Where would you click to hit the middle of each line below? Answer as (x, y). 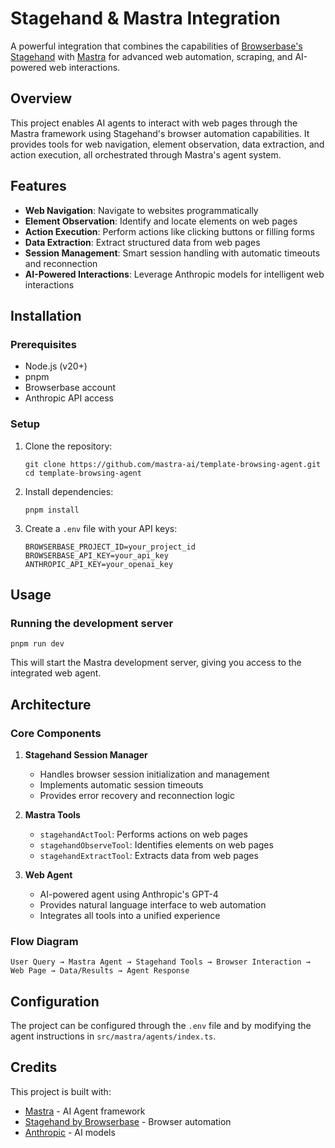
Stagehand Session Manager (86, 754)
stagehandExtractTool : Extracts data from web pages (149, 855)
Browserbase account (70, 388)
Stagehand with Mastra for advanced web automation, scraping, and (151, 56)
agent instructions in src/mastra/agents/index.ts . (113, 1036)
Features (38, 186)
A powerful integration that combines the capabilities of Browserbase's (156, 46)
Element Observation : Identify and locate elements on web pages (161, 221)
